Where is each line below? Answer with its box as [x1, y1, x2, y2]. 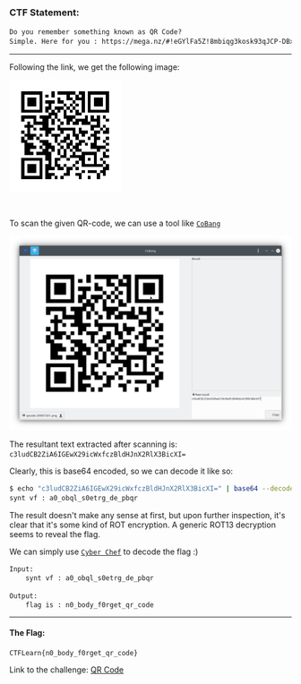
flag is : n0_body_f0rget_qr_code [25, 600, 154, 610]
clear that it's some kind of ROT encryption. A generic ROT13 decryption [9, 519, 276, 530]
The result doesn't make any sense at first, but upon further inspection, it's [9, 509, 286, 520]
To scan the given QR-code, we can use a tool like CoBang [9, 218, 221, 229]
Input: [9, 564, 34, 574]
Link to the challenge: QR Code [9, 664, 125, 675]
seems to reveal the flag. [9, 528, 101, 539]
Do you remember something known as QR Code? [9, 28, 182, 37]
